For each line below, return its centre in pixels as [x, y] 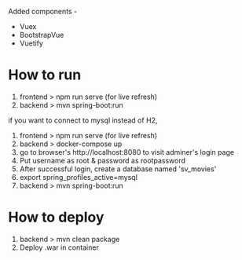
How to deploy [56, 217]
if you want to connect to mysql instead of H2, [83, 120]
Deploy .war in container [59, 247]
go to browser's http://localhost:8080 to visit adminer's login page [126, 152]
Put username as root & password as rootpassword [103, 160]
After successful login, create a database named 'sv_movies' [118, 169]
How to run [45, 75]
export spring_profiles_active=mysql [78, 177]
